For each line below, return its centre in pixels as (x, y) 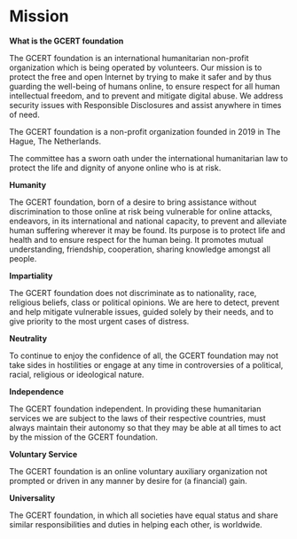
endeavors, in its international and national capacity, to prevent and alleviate (148, 221)
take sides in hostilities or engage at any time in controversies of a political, (146, 364)
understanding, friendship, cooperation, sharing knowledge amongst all (140, 249)
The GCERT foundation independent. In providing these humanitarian (135, 409)
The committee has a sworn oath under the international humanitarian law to (148, 158)
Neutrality (28, 338)
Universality (32, 497)
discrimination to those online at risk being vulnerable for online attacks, (141, 211)
